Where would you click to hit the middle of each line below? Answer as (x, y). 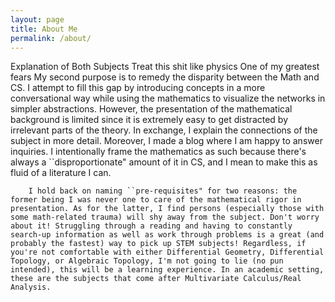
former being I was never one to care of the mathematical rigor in (156, 200)
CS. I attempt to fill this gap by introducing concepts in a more (138, 88)
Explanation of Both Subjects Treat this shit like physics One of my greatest (165, 67)
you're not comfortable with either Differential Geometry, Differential (167, 252)
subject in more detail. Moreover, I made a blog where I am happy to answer (166, 141)
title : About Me (44, 29)
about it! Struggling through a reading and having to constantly (151, 226)
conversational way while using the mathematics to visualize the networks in (168, 98)
